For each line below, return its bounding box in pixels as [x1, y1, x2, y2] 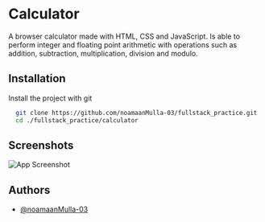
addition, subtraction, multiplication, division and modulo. [8, 48, 199, 58]
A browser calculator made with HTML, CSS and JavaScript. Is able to [8, 31, 240, 41]
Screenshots [8, 138, 74, 152]
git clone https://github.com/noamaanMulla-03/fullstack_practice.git [15, 109, 258, 117]
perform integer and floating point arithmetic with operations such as [8, 39, 238, 49]
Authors [8, 183, 51, 197]
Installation [8, 72, 66, 85]
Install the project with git [8, 93, 93, 103]
